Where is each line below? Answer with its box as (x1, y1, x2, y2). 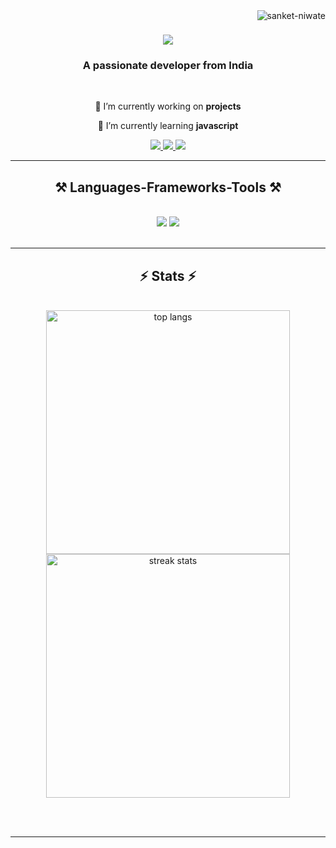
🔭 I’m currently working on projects (94, 100, 242, 113)
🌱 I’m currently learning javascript (97, 120, 239, 132)
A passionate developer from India (82, 59, 254, 73)
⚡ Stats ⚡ (139, 267, 197, 284)
